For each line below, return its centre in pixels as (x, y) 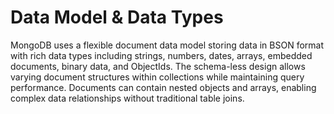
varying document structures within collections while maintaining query (157, 77)
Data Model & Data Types (117, 17)
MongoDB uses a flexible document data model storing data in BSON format (167, 45)
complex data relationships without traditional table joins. (127, 98)
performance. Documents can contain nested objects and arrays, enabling (163, 87)
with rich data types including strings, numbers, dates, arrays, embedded (161, 55)
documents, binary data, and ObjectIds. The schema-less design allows (158, 66)
